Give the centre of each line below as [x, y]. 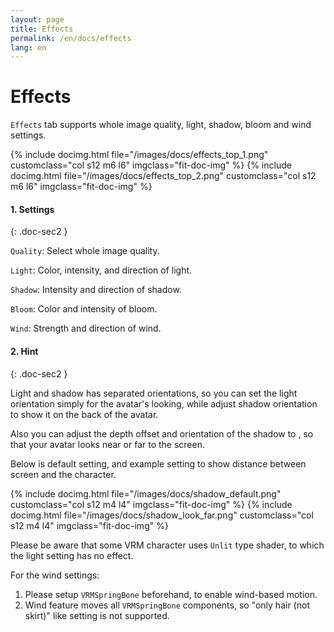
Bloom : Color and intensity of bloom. [84, 309]
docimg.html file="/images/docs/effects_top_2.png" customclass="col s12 [163, 176]
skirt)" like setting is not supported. [97, 615]
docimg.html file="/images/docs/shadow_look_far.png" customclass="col [162, 515]
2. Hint [24, 351]
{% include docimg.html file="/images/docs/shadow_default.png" [146, 493]
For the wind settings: [55, 575]
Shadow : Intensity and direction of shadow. [96, 290]
